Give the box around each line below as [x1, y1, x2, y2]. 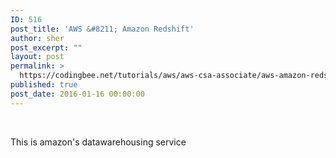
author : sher [10, 33, 65, 43]
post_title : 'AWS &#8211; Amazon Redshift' [10, 24, 195, 34]
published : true [10, 80, 78, 90]
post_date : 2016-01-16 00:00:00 [10, 89, 145, 99]
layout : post [10, 52, 65, 62]
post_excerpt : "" [10, 42, 83, 53]
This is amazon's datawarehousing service [10, 136, 187, 148]
